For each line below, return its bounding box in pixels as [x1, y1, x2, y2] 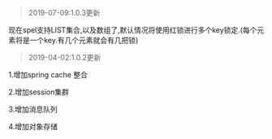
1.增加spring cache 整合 [8, 70, 88, 80]
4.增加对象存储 [8, 122, 58, 131]
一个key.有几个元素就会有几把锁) [29, 36, 139, 45]
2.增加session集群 [8, 87, 69, 97]
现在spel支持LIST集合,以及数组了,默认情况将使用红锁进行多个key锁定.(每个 [8, 25, 257, 35]
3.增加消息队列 [8, 105, 58, 114]
